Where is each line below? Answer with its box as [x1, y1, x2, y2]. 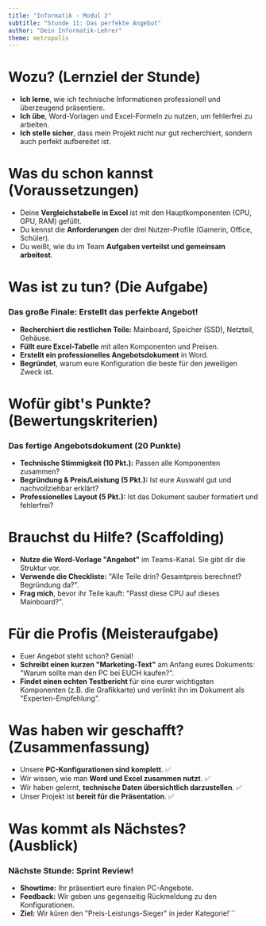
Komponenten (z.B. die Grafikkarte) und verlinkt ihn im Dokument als [19, 685, 245, 694]
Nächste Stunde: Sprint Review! [8, 865, 134, 877]
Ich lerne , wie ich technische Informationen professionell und [19, 95, 221, 104]
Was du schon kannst [8, 165, 153, 183]
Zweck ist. [19, 367, 54, 377]
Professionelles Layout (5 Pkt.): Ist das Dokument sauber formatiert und [19, 492, 259, 502]
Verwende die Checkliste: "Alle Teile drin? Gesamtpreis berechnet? [19, 572, 242, 581]
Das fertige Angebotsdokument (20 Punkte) [8, 440, 181, 451]
